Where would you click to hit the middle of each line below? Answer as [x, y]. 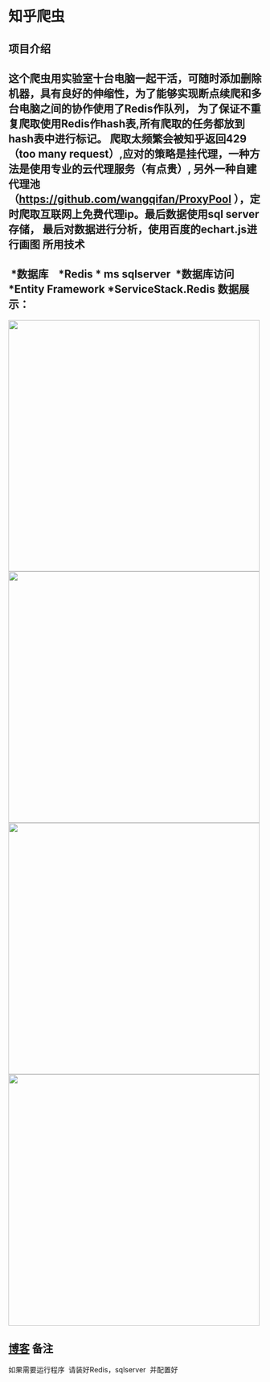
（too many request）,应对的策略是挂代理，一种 [129, 154]
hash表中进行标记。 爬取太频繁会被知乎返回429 [128, 139]
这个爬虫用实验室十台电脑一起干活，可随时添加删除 [135, 78]
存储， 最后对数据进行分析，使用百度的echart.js [128, 229]
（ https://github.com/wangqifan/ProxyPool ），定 [135, 199]
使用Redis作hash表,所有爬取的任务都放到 [142, 123]
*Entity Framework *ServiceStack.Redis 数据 [124, 289]
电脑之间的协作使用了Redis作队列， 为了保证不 [135, 108]
